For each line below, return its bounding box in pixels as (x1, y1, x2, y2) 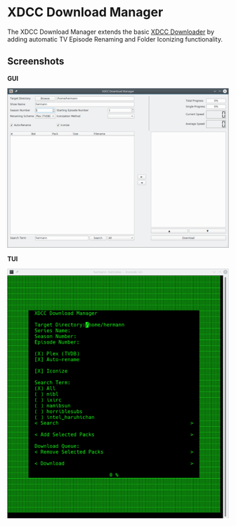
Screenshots (7, 56, 65, 68)
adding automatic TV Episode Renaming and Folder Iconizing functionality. (7, 35, 223, 43)
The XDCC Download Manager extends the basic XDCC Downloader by (7, 27, 215, 36)
